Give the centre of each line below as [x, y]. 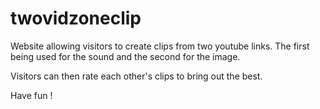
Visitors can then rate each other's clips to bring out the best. [136, 76]
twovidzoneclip [76, 18]
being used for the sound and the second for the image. [125, 56]
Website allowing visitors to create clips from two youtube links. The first [160, 46]
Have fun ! [31, 95]
